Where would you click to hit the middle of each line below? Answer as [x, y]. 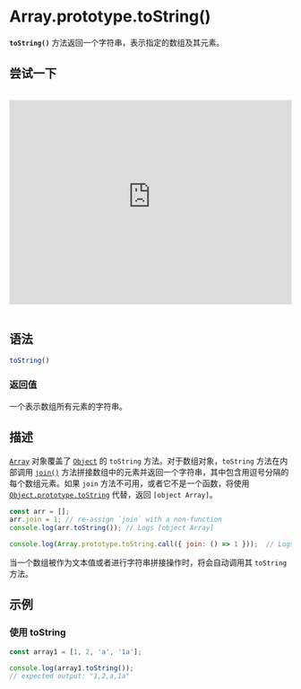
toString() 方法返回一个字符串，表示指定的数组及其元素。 [117, 42]
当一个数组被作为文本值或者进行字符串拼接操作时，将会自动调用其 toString [148, 562]
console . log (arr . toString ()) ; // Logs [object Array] [112, 528]
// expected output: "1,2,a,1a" [69, 676]
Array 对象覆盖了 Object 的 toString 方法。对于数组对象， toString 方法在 [145, 461]
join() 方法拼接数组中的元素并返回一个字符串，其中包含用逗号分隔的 [162, 472]
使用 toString [38, 632]
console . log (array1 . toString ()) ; [72, 668]
